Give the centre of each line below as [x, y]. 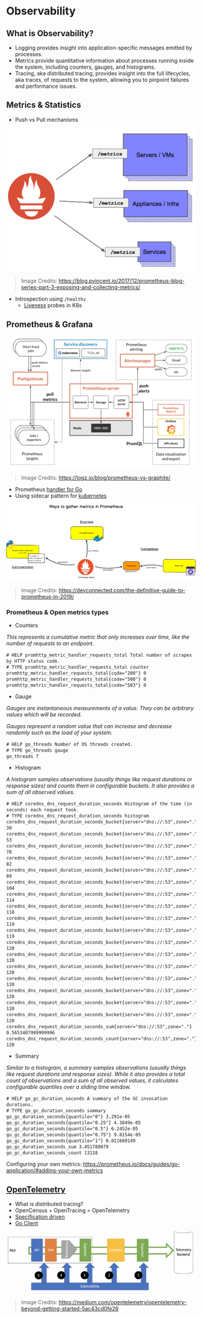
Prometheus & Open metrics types [58, 612]
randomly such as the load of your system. [60, 732]
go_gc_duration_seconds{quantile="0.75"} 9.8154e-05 [74, 1135]
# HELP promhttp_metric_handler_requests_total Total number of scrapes [99, 655]
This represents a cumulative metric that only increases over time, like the [98, 637]
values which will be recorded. [44, 714]
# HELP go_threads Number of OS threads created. [70, 745]
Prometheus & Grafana [50, 324]
